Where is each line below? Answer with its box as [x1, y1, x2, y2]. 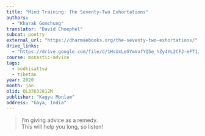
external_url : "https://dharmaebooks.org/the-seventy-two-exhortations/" [6, 37, 198, 43]
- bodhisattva [12, 65, 48, 72]
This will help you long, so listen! [21, 123, 104, 130]
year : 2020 [6, 77, 34, 83]
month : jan [6, 83, 34, 89]
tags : [6, 60, 20, 66]
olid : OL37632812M [6, 88, 53, 95]
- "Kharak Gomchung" [12, 20, 64, 26]
